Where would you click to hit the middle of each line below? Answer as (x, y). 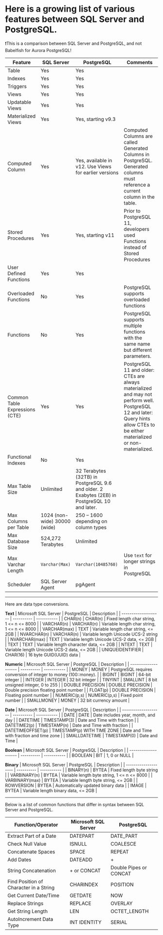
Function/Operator (36, 825)
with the (133, 338)
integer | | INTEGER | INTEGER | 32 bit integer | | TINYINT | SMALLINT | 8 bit (81, 679)
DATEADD (81, 860)
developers (136, 229)
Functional (19, 457)
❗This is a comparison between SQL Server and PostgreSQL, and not (73, 43)
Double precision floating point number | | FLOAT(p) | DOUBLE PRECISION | (81, 690)
